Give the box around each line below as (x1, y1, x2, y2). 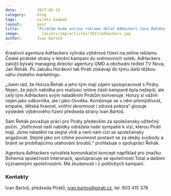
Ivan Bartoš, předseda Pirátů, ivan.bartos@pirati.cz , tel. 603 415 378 (5, 185, 149, 191)
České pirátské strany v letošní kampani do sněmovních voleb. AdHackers (5, 55, 161, 61)
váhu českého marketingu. (5, 71, 61, 77)
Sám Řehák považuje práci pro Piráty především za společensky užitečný (5, 118, 159, 124)
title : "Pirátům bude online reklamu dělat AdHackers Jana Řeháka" (5, 26, 167, 32)
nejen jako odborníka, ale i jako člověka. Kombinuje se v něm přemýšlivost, (5, 97, 162, 103)
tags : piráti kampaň (5, 17, 67, 22)
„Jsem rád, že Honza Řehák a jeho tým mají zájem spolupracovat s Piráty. (5, 81, 160, 87)
